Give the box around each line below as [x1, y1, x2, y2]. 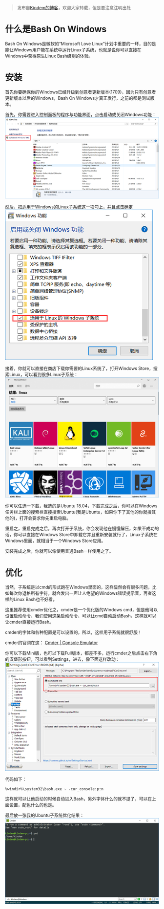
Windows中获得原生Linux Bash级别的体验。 [5, 53, 93, 59]
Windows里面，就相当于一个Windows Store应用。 [5, 538, 106, 544]
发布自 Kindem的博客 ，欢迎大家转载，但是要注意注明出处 [17, 5, 131, 10]
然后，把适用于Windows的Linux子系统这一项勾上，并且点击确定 [5, 204, 133, 210]
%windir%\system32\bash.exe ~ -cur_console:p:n [5, 786, 104, 791]
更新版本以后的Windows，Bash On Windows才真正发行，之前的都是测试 [5, 95, 150, 101]
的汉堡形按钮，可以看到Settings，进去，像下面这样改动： [5, 656, 120, 662]
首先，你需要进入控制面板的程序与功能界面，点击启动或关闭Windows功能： [5, 111, 157, 117]
